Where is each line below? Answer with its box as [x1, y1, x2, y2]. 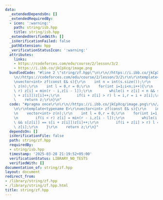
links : [14, 57, 27, 62]
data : [5, 7, 16, 12]
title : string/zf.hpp [5, 187, 49, 192]
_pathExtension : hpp [9, 43, 51, 48]
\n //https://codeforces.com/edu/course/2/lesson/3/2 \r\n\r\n [14, 75, 140, 80]
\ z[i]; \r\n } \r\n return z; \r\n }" [14, 124, 98, 129]
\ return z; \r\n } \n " [14, 98, 62, 102]
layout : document [5, 169, 40, 175]
